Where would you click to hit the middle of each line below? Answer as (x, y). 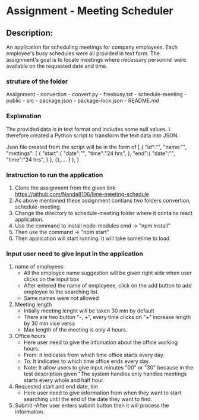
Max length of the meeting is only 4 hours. (75, 330)
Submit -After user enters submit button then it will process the (92, 406)
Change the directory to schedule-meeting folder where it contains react (104, 213)
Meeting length (33, 305)
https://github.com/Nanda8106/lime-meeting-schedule (82, 194)
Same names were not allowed (61, 298)
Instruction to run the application (55, 175)
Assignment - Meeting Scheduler (90, 11)
